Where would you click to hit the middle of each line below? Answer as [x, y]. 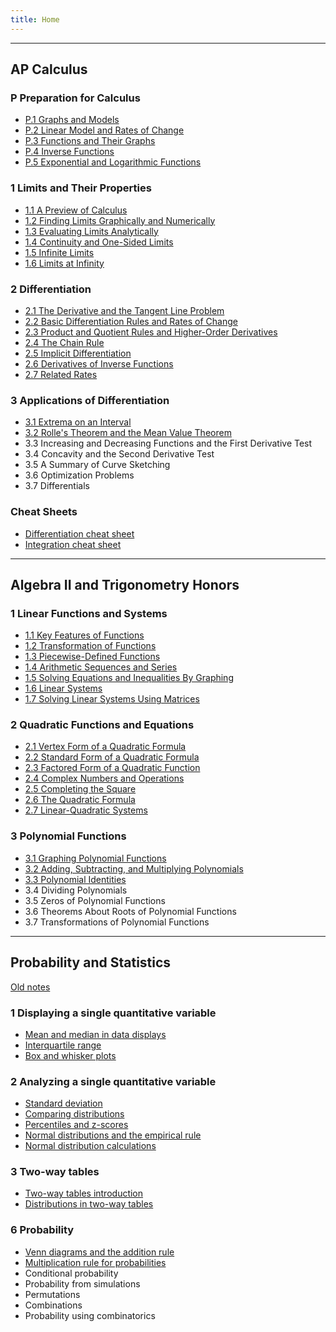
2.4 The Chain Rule [64, 342]
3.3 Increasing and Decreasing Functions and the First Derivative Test [168, 443]
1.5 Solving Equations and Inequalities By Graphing [129, 678]
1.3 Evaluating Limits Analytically [91, 231]
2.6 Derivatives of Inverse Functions [99, 363]
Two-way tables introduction [84, 1193]
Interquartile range [63, 1045]
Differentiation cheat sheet [79, 533]
